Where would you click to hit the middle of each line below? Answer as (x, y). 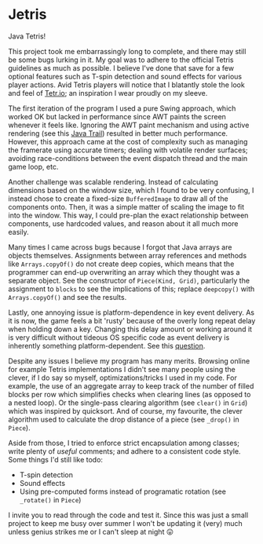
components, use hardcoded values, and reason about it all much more (123, 223)
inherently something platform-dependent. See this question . (107, 345)
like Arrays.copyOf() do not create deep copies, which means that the (121, 264)
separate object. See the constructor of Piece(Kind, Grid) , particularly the (129, 280)
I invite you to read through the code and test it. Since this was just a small (128, 515)
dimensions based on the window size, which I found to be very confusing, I (131, 190)
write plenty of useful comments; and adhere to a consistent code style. (124, 451)
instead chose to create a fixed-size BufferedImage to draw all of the (119, 199)
